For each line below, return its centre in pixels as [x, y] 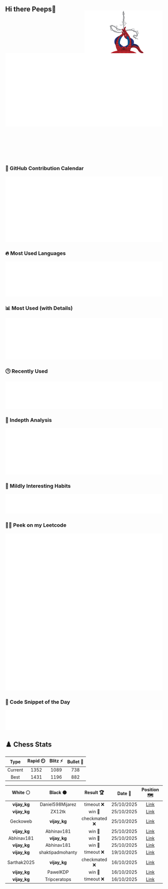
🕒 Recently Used [26, 371]
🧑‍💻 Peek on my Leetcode [36, 525]
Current [15, 770]
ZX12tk [58, 812]
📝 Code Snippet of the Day [38, 702]
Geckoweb [21, 821]
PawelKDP [58, 872]
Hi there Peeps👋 [31, 9]
